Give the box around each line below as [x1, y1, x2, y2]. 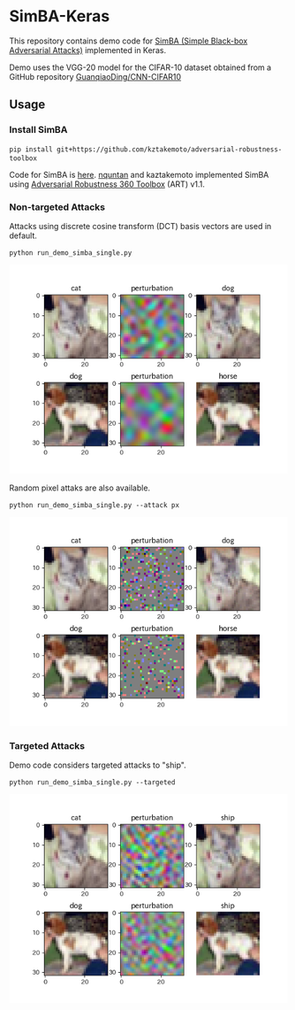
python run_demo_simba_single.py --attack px [9, 500, 179, 510]
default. [9, 230, 38, 241]
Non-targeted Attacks [9, 201, 106, 213]
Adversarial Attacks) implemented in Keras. [9, 44, 166, 55]
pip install [9, 144, 53, 154]
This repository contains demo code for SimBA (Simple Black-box [9, 35, 248, 46]
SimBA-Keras [9, 6, 110, 27]
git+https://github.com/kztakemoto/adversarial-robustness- [56, 144, 283, 154]
